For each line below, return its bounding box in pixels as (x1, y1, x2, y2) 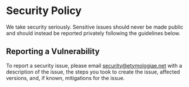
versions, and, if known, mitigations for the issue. (6, 74, 125, 81)
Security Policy (6, 4, 82, 18)
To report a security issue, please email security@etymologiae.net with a (6, 62, 183, 69)
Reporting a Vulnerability (6, 47, 100, 57)
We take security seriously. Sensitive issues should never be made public (6, 23, 184, 30)
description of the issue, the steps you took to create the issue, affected (6, 68, 180, 75)
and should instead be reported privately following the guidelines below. (6, 29, 181, 36)
